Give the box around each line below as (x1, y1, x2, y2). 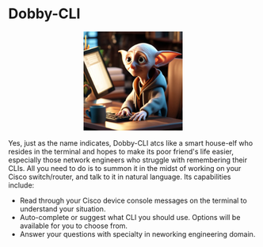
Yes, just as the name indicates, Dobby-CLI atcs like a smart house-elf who (8, 138, 253, 147)
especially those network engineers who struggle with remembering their (8, 155, 248, 165)
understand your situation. (19, 203, 106, 214)
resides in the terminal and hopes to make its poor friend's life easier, (8, 146, 234, 156)
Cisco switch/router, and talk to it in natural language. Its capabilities (8, 172, 231, 181)
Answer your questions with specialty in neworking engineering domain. (19, 229, 256, 238)
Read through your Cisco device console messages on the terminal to (19, 196, 247, 205)
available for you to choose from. (19, 221, 128, 230)
